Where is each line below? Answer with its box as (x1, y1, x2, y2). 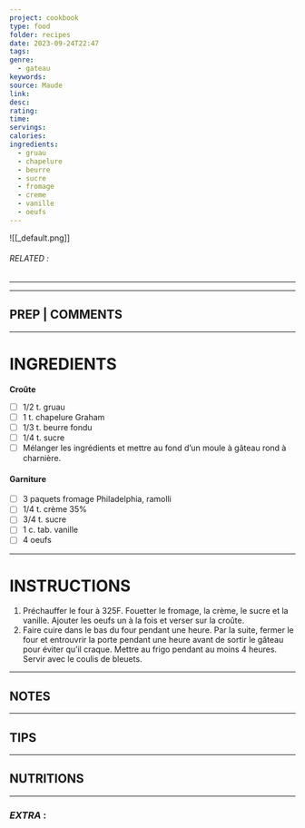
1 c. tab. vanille (22, 524, 79, 536)
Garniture (9, 473, 47, 484)
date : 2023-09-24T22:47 (9, 38, 100, 48)
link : (9, 89, 30, 98)
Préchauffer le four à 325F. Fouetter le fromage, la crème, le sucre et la (22, 606, 289, 616)
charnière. (22, 453, 62, 464)
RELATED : (9, 253, 50, 264)
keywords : (9, 73, 47, 82)
